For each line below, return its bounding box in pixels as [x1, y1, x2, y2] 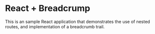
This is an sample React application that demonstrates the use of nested [5, 19, 150, 24]
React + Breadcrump [5, 3, 90, 14]
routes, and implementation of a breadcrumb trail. [5, 23, 105, 29]
